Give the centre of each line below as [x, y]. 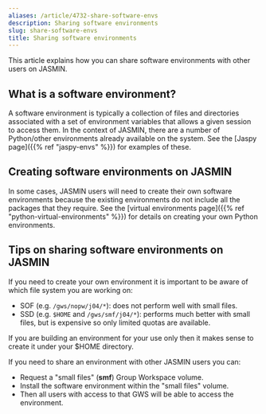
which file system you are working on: [70, 290]
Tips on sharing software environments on [116, 250]
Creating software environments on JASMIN [120, 172]
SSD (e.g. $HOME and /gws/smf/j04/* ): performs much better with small [135, 314]
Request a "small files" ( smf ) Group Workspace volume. [112, 377]
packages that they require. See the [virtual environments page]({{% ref [126, 208]
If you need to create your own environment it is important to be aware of [128, 281]
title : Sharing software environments [72, 38]
